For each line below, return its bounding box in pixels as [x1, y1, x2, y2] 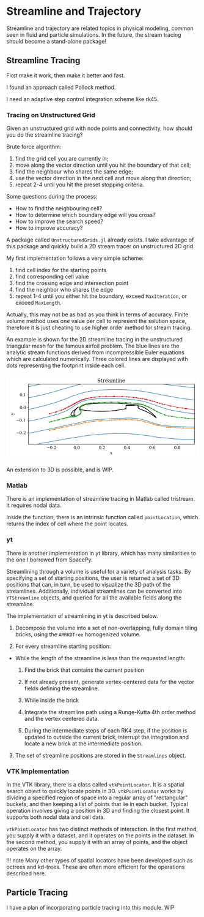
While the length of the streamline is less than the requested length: [15, 654, 186, 661]
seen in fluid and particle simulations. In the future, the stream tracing [6, 31, 181, 38]
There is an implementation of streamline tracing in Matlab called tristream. [6, 495, 195, 503]
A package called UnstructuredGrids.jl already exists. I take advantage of [6, 236, 194, 243]
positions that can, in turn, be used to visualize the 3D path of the [6, 580, 171, 588]
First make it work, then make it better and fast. [6, 72, 125, 79]
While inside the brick [24, 696, 79, 704]
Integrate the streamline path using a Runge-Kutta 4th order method [24, 708, 196, 715]
